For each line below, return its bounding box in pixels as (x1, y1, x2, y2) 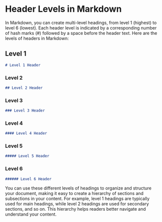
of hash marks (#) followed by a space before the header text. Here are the (5, 30, 158, 36)
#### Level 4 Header (5, 131, 48, 136)
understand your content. (5, 211, 57, 217)
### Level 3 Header (5, 108, 45, 113)
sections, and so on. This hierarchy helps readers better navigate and (5, 206, 146, 212)
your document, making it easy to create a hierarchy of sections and (5, 191, 144, 196)
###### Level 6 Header (5, 176, 52, 181)
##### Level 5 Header (5, 154, 50, 159)
